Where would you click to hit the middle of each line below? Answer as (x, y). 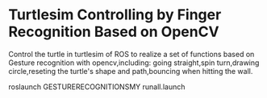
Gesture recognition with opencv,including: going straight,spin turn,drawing (134, 63)
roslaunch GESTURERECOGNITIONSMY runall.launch (97, 87)
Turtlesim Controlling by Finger (115, 15)
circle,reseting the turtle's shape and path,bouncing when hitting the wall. (131, 71)
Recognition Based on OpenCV (114, 32)
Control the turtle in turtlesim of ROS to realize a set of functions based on (131, 54)
